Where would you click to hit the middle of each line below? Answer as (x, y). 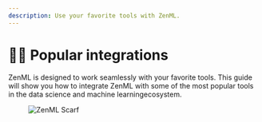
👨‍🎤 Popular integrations (89, 55)
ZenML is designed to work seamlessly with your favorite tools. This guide (131, 77)
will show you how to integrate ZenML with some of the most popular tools (131, 85)
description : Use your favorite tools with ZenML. (94, 16)
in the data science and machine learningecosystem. (95, 94)
